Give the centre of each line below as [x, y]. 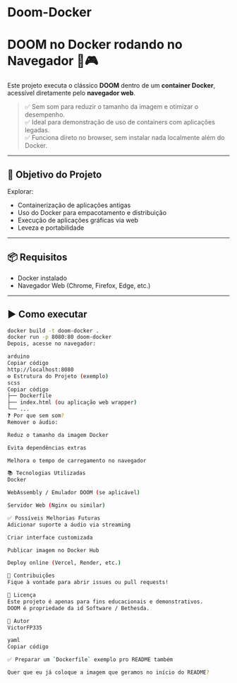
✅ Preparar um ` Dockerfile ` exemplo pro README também [90, 660]
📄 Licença [22, 595]
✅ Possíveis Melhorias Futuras [54, 518]
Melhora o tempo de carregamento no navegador [77, 460]
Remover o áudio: [33, 422]
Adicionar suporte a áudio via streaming [69, 525]
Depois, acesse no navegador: [52, 344]
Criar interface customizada [50, 537]
